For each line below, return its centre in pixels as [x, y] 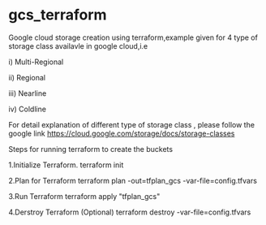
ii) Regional [27, 77]
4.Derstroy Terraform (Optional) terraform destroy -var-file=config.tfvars [130, 212]
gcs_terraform [58, 15]
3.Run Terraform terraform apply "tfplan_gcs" [84, 196]
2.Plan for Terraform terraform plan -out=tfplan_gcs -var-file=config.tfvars [133, 180]
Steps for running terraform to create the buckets [90, 149]
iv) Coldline [28, 109]
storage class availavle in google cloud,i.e [78, 45]
